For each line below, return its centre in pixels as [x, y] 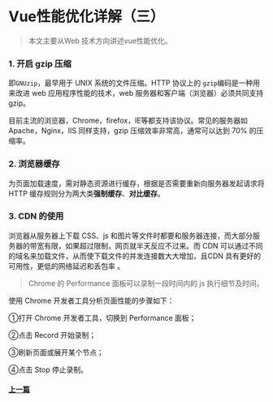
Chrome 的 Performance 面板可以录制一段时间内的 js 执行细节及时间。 [146, 283]
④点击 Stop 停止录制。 [48, 370]
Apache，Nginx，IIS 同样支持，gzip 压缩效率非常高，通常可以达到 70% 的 [132, 131]
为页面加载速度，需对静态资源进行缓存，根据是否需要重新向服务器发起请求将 [136, 183]
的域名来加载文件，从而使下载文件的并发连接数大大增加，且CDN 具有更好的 [135, 256]
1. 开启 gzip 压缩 [40, 63]
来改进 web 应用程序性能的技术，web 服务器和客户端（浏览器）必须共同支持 [136, 93]
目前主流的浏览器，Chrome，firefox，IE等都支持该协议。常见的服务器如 [128, 121]
